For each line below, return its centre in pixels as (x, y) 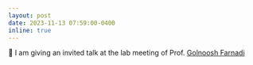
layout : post (30, 15)
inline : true (30, 30)
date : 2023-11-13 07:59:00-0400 (62, 23)
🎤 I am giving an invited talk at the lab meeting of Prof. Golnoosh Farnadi (127, 53)
